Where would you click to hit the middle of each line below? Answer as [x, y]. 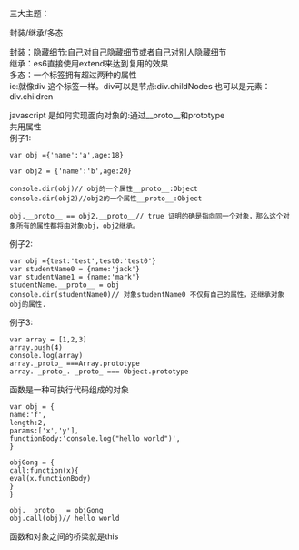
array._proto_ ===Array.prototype [75, 363]
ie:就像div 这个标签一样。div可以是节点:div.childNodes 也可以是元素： [140, 86]
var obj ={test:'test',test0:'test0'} [83, 261]
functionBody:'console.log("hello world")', [95, 439]
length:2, [28, 423]
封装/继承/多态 [36, 33]
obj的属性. [28, 304]
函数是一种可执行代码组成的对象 [69, 389]
